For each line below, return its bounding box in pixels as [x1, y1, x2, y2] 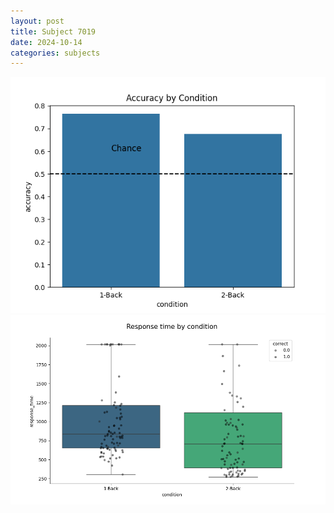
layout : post [10, 16, 65, 26]
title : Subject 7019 [10, 26, 97, 37]
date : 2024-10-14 [10, 37, 83, 47]
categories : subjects [10, 48, 101, 58]
